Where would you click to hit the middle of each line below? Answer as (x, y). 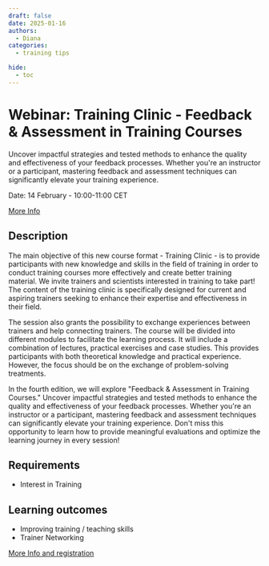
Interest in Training (51, 485)
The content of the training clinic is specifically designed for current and (127, 289)
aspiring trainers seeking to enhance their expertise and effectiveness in (127, 298)
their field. (25, 307)
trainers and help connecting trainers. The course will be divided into (122, 331)
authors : (23, 31)
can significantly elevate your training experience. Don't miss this (116, 423)
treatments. (27, 373)
